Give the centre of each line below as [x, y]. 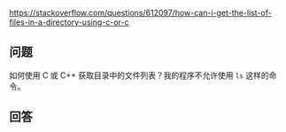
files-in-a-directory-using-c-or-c [69, 22]
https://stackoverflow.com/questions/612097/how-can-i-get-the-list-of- [140, 13]
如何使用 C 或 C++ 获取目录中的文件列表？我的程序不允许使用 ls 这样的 [139, 75]
